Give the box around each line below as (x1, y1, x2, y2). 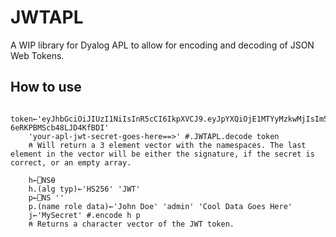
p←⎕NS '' (28, 192, 65, 203)
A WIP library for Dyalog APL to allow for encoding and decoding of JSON (10, 39, 315, 51)
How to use (10, 79, 82, 96)
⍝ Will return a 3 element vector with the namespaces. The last (28, 140, 307, 150)
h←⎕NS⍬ (28, 175, 56, 185)
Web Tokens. (10, 49, 65, 61)
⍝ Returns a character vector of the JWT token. (28, 219, 235, 229)
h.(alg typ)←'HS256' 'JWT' (28, 184, 141, 194)
